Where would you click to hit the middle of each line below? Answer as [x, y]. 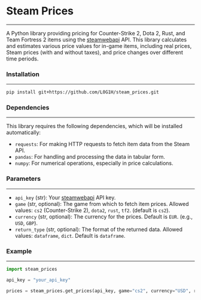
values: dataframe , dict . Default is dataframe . [70, 235]
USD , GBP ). [26, 223]
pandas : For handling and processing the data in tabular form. [90, 157]
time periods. [22, 59]
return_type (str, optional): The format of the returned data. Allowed [98, 229]
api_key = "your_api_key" [38, 280]
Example [19, 251]
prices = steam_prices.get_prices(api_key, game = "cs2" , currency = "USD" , [99, 291]
